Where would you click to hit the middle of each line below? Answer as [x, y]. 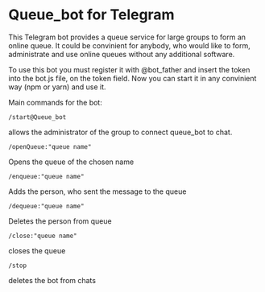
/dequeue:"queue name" [46, 206]
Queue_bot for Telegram [91, 15]
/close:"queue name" [43, 236]
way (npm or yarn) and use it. [57, 87]
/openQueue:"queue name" [50, 146]
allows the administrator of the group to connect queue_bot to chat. [120, 132]
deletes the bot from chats [52, 280]
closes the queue [37, 250]
